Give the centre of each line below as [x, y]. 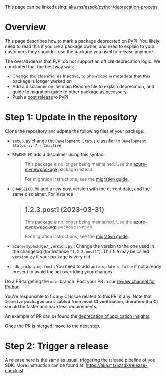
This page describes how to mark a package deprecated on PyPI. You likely [82, 41]
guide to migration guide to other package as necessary [70, 92]
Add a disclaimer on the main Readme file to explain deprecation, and [83, 86]
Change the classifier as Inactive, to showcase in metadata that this [81, 76]
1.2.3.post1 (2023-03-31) [64, 210]
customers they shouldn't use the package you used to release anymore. [80, 51]
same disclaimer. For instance [43, 194]
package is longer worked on [42, 81]
